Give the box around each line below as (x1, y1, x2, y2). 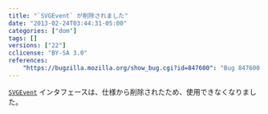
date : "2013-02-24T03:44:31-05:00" (8, 19, 128, 27)
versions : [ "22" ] (8, 42, 67, 50)
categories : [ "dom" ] (8, 26, 78, 35)
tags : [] (8, 34, 38, 43)
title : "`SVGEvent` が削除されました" (8, 11, 128, 20)
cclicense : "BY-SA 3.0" (8, 49, 88, 57)
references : (8, 57, 48, 65)
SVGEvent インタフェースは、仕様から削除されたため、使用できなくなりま (8, 87, 250, 96)
